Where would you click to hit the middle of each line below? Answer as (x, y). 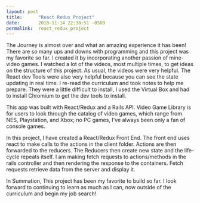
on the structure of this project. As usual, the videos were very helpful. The (99, 71)
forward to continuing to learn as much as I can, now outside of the (89, 188)
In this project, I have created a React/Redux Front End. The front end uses (98, 138)
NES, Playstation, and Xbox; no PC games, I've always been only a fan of (96, 120)
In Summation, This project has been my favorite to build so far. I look (92, 181)
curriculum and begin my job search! (51, 193)
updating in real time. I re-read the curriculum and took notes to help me (95, 83)
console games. (26, 126)
